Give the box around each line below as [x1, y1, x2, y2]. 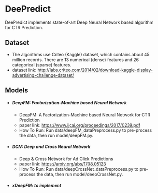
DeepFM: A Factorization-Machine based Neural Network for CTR [19, 112, 151, 118]
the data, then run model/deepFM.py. [19, 132, 94, 139]
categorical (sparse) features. [12, 62, 72, 67]
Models [5, 86, 28, 95]
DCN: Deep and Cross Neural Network [12, 144, 91, 149]
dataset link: [12, 67, 37, 73]
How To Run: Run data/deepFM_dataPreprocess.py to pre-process [19, 128, 152, 133]
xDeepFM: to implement [12, 182, 61, 188]
